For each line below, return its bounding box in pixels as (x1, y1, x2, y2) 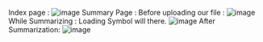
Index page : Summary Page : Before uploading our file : (8, 8, 225, 17)
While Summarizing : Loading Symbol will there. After (8, 16, 215, 26)
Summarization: (8, 25, 61, 34)
